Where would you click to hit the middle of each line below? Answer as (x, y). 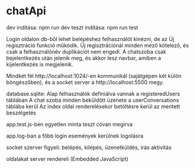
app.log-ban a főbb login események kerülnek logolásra (75, 136)
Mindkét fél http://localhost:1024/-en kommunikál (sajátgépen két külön (94, 76)
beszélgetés (21, 113)
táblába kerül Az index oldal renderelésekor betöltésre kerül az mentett (93, 106)
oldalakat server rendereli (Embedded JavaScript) (67, 158)
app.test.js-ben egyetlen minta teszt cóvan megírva (69, 124)
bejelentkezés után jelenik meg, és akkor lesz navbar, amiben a (84, 58)
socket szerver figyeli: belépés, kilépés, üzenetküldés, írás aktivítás (89, 147)
